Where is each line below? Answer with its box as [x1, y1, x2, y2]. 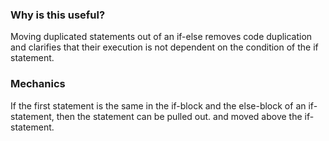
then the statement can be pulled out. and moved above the [56, 110, 303, 122]
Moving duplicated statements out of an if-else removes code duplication [10, 31, 313, 43]
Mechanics [10, 77, 66, 91]
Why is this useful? [10, 8, 106, 22]
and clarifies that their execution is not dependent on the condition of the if [10, 41, 319, 53]
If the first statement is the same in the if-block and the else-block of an [10, 99, 307, 112]
